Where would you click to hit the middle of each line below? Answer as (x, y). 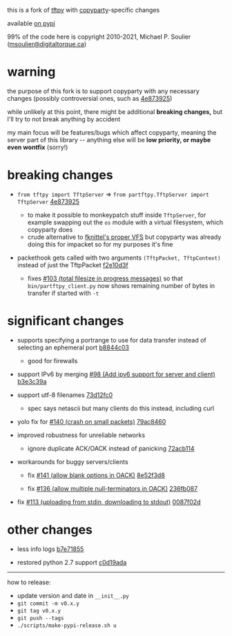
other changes (50, 530)
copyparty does (50, 229)
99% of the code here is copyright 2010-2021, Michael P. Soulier (99, 37)
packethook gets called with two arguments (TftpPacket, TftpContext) (119, 258)
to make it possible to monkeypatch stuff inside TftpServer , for (117, 215)
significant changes (66, 321)
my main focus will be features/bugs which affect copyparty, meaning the (112, 132)
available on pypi (31, 23)
